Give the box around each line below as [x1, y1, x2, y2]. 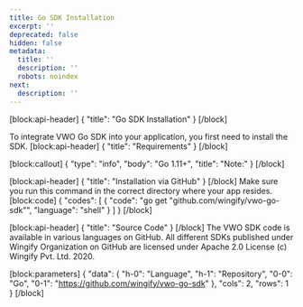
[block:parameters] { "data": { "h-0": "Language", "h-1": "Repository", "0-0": [9, 268, 293, 279]
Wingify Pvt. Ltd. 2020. [9, 250, 95, 262]
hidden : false [9, 38, 63, 48]
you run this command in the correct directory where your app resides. [9, 185, 273, 196]
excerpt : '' [9, 22, 54, 31]
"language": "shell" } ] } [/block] [33, 204, 153, 215]
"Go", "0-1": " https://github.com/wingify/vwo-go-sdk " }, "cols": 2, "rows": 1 [9, 277, 289, 289]
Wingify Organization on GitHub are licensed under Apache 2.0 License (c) [9, 241, 288, 252]
